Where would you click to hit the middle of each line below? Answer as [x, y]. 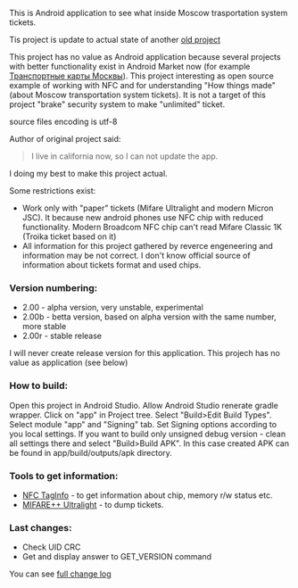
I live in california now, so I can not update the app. [124, 156]
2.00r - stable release [62, 336]
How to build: [39, 385]
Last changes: [41, 527]
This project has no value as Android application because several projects [145, 57]
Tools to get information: [64, 476]
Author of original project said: [65, 139]
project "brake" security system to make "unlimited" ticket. [117, 104]
